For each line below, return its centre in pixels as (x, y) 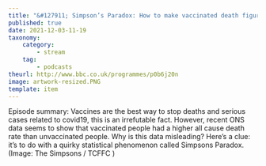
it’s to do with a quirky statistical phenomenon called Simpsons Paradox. (126, 145)
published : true (35, 23)
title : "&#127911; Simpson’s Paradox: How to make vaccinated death (123, 15)
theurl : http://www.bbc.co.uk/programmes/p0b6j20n (93, 74)
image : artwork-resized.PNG (55, 81)
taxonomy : (25, 38)
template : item (33, 89)
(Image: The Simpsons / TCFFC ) (62, 153)
